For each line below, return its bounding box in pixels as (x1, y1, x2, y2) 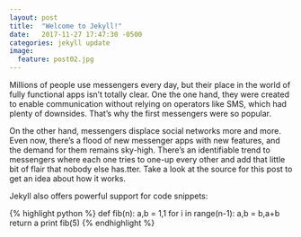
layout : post (9, 13, 58, 22)
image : (9, 47, 34, 56)
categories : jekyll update (9, 38, 111, 48)
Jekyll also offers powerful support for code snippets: (9, 190, 208, 201)
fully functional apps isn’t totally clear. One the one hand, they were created (9, 89, 290, 100)
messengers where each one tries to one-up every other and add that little (9, 154, 286, 164)
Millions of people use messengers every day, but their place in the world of (9, 80, 291, 90)
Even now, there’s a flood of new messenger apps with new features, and (9, 136, 280, 145)
